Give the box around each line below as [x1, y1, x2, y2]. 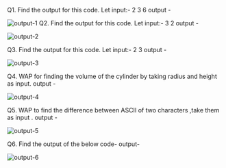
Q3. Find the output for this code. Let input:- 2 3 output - [7, 46, 167, 53]
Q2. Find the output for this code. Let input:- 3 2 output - [38, 19, 199, 27]
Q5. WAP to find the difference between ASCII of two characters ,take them [7, 106, 220, 114]
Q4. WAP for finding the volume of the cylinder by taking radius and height [7, 72, 217, 80]
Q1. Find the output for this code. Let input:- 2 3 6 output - [7, 6, 171, 14]
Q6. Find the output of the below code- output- [7, 140, 140, 148]
